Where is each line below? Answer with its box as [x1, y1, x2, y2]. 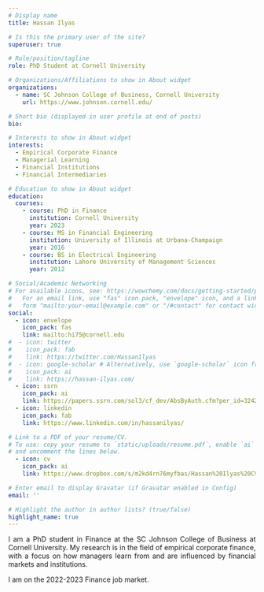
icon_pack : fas [22, 324, 72, 332]
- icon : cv [15, 455, 51, 464]
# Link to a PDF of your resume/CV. [8, 433, 128, 441]
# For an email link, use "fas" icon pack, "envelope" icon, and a [8, 294, 241, 302]
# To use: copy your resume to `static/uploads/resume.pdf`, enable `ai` [8, 441, 255, 449]
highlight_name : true [8, 513, 79, 521]
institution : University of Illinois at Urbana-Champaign [28, 236, 223, 244]
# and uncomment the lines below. [8, 448, 122, 456]
